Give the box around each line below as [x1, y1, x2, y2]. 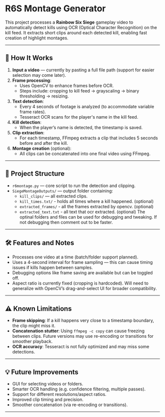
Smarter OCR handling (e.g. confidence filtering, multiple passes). [12, 386, 146, 392]
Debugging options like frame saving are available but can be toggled [12, 270, 153, 276]
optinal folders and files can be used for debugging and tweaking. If [19, 214, 157, 220]
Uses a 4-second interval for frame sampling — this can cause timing [12, 259, 153, 265]
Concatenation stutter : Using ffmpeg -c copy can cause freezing [12, 328, 145, 334]
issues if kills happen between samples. [12, 264, 93, 271]
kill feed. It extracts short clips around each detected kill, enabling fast [5, 30, 147, 35]
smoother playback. [12, 338, 53, 345]
